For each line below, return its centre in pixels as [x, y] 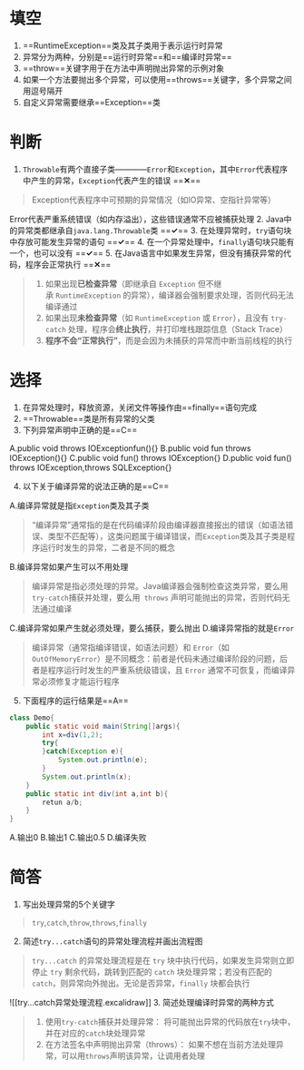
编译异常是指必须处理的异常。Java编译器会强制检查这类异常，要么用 [160, 585]
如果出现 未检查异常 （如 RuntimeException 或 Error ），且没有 [157, 318]
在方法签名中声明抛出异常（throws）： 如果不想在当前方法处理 [161, 1045]
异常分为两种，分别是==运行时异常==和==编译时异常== [127, 56]
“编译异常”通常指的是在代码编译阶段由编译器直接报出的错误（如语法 [158, 525]
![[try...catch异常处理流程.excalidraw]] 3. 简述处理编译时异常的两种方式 [142, 1003]
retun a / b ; [63, 802]
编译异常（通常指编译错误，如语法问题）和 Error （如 [130, 647]
